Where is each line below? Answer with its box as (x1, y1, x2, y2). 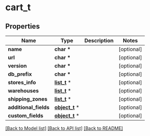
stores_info (8, 79, 36, 86)
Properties (5, 22, 40, 31)
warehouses (8, 87, 39, 94)
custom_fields (8, 112, 44, 119)
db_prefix (8, 71, 32, 78)
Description (84, 37, 114, 44)
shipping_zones (8, 96, 48, 102)
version (8, 62, 27, 69)
